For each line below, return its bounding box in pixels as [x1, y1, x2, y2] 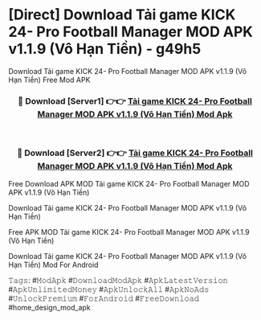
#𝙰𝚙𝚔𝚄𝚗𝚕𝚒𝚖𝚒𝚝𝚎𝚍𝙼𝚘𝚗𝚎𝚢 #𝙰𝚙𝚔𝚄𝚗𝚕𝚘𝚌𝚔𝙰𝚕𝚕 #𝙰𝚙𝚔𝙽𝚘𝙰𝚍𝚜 [8, 284, 210, 294]
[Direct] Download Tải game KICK [8, 6, 236, 24]
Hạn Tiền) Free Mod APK [8, 75, 91, 84]
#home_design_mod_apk [8, 302, 91, 312]
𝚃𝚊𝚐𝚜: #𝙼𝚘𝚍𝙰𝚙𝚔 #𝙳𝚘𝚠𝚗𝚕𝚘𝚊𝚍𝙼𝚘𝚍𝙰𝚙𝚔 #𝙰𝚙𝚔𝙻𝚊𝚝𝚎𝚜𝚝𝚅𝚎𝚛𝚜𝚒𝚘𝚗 [8, 275, 229, 285]
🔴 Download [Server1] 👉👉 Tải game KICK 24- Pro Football [17, 95, 253, 106]
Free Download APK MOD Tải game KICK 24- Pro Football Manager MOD [8, 178, 250, 188]
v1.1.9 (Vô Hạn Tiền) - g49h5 [8, 40, 202, 58]
